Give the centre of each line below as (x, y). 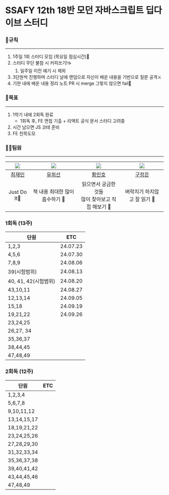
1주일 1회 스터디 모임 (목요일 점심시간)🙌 (51, 57)
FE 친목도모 (24, 133)
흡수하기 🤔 (54, 199)
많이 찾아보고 (96, 199)
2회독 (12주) (19, 371)
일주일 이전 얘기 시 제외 (43, 71)
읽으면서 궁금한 (99, 184)
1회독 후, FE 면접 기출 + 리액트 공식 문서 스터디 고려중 (72, 121)
